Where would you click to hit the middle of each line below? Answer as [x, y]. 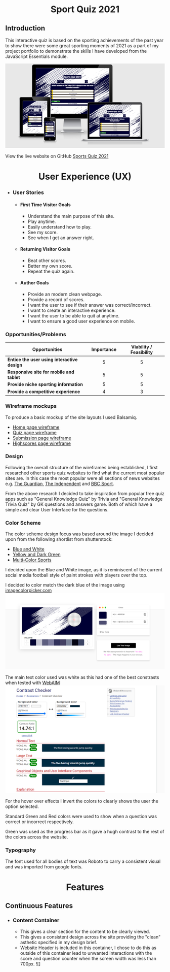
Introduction [25, 28]
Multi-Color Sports [32, 560]
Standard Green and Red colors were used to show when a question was [81, 817]
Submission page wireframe [42, 438]
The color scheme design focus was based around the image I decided [79, 534]
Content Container [36, 920]
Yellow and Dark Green [36, 555]
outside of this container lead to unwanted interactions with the [86, 953]
